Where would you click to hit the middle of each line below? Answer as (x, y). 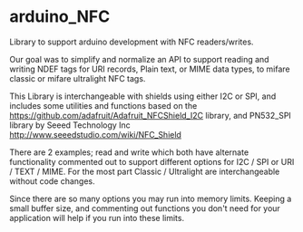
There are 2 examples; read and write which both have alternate (129, 152)
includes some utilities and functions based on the (103, 105)
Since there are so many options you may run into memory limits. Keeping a (151, 198)
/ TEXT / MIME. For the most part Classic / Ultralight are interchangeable (145, 171)
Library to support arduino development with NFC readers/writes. (132, 42)
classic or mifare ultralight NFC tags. (78, 78)
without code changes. (52, 181)
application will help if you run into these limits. (97, 217)
